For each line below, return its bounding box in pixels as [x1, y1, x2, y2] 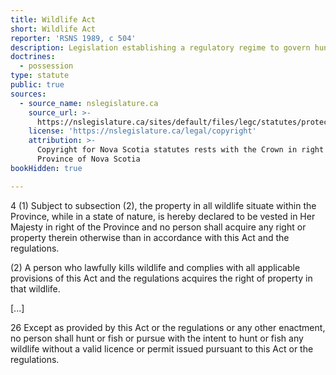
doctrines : [10, 52, 56, 62]
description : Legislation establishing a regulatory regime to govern [10, 42, 311, 53]
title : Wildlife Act [10, 14, 97, 25]
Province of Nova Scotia [36, 154, 141, 164]
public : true [10, 80, 65, 90]
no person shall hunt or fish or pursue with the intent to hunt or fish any [10, 332, 304, 344]
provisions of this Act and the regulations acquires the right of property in [10, 272, 313, 284]
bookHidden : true [10, 163, 83, 173]
